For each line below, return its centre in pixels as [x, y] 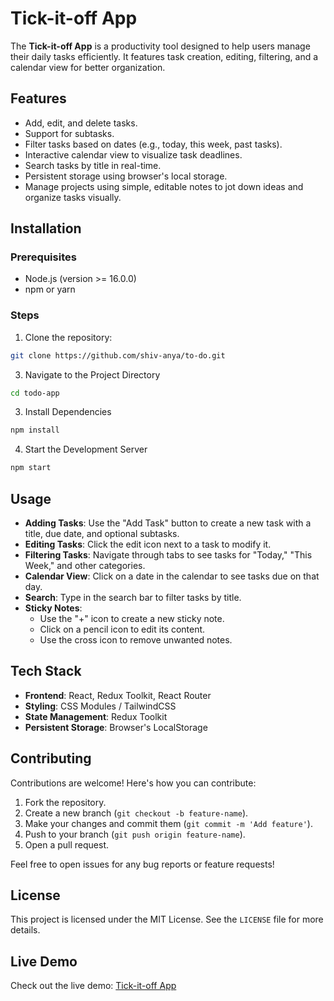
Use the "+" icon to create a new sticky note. [132, 619]
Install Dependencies [68, 412]
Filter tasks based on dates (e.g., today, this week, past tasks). [153, 144]
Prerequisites [43, 257]
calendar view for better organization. [88, 67]
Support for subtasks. [69, 133]
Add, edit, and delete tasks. [81, 123]
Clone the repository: [68, 337]
